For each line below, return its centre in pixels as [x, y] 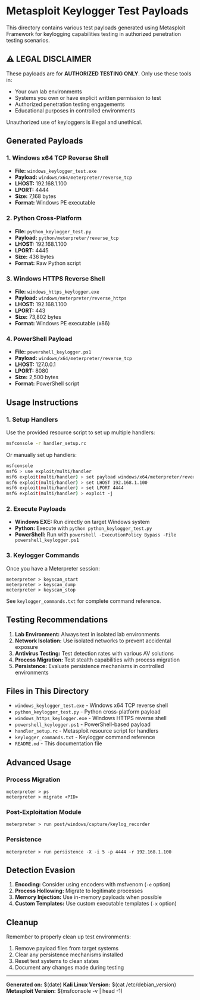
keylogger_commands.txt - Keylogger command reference [85, 737]
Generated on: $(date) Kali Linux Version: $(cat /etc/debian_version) [91, 984]
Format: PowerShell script [47, 383]
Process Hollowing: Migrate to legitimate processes [79, 891]
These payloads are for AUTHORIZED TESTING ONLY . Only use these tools [99, 74]
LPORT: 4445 [32, 250]
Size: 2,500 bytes [37, 377]
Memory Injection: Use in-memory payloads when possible [88, 897]
